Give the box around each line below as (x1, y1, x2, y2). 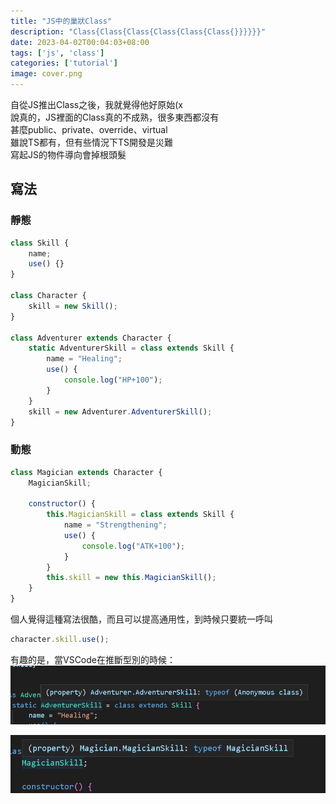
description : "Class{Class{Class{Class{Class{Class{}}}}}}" (10, 26, 267, 37)
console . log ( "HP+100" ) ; (63, 375, 163, 385)
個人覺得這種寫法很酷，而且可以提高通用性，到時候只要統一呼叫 (10, 613, 273, 625)
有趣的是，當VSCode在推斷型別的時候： (10, 653, 176, 665)
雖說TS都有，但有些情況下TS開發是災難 (10, 136, 174, 148)
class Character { (10, 291, 87, 301)
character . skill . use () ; (10, 635, 110, 645)
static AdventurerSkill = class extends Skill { (28, 343, 235, 354)
